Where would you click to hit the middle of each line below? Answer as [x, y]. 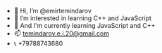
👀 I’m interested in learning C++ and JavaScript [82, 18]
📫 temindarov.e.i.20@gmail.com [61, 33]
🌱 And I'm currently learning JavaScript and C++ [85, 25]
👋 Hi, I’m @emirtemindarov [52, 11]
